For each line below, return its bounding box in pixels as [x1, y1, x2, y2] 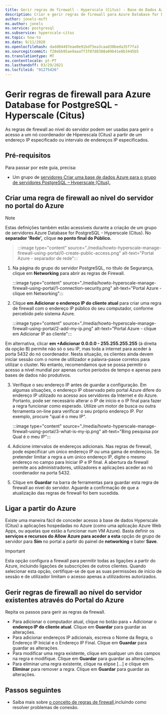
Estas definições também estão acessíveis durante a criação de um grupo [5, 224, 157, 230]
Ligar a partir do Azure [5, 504, 76, 513]
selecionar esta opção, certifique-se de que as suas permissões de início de [5, 568, 162, 574]
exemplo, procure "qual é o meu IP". [12, 413, 86, 419]
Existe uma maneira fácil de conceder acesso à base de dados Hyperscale [5, 518, 158, 524]
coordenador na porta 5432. [12, 469, 71, 475]
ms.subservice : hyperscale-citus [5, 30, 75, 35]
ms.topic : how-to [5, 35, 41, 40]
